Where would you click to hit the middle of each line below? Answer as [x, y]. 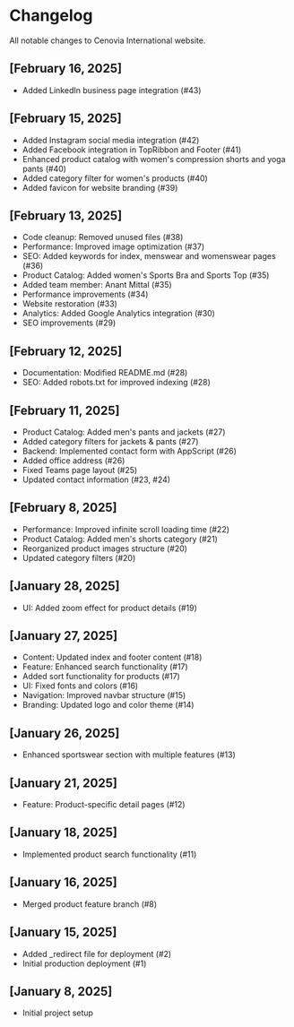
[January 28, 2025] [65, 587]
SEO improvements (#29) [69, 323]
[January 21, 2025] [64, 783]
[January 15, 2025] [63, 932]
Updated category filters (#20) [79, 557]
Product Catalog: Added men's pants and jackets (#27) [124, 432]
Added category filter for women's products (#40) [115, 178]
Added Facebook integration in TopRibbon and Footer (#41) [132, 150]
